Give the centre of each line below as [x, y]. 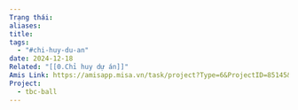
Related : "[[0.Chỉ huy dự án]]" [69, 67]
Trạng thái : [31, 17]
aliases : [25, 26]
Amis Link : [29, 75]
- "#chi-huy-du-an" [53, 51]
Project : [25, 83]
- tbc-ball [37, 91]
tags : [19, 42]
